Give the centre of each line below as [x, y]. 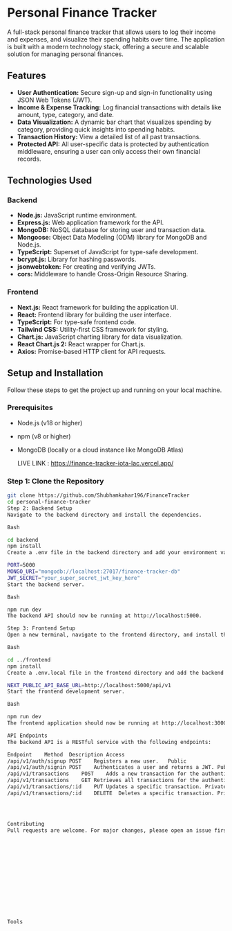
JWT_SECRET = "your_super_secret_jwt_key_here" [74, 578]
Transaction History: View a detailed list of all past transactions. [109, 136]
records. [29, 159]
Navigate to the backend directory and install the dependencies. [105, 515]
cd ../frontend [29, 659]
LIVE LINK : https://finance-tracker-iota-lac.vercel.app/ [95, 463]
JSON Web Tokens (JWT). [55, 100]
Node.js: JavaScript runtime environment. [77, 215]
